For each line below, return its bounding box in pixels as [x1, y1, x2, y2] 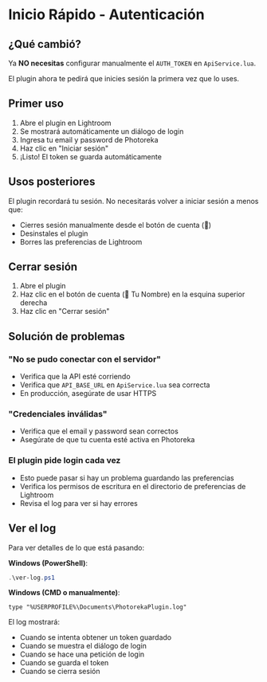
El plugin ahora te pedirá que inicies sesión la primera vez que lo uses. [8, 74, 240, 83]
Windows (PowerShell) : [8, 558, 88, 567]
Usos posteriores [8, 175, 96, 189]
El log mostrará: [8, 617, 60, 627]
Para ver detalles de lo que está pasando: [8, 543, 145, 552]
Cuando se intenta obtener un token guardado [19, 633, 172, 642]
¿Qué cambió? [8, 37, 82, 51]
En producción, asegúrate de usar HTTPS [19, 389, 157, 398]
